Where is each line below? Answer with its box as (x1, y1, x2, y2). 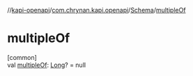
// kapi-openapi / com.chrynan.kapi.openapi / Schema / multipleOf (7, 6, 186, 14)
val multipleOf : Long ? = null (7, 61, 86, 69)
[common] (7, 53, 37, 61)
